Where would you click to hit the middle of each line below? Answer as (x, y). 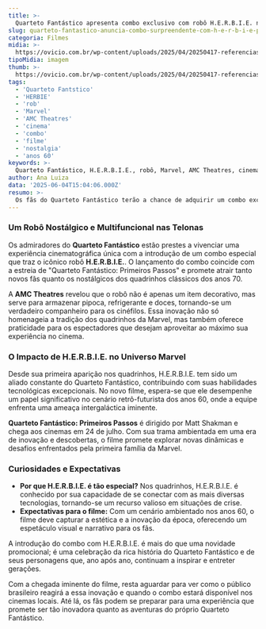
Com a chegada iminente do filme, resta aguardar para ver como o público (130, 585)
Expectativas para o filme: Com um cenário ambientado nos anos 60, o (137, 512)
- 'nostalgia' (38, 148)
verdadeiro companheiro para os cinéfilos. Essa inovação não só (114, 311)
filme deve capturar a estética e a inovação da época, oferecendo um (133, 520)
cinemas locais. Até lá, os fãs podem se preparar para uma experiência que (131, 601)
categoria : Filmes (38, 38)
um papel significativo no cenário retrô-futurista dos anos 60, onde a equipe (133, 399)
